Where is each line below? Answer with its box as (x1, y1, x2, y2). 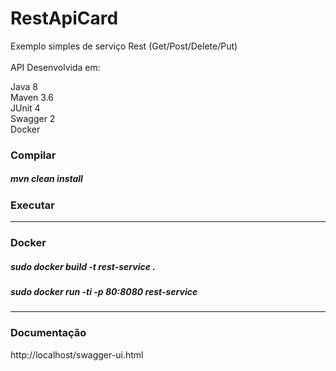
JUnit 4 (10, 102, 41, 114)
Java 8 (10, 80, 38, 92)
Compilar (10, 148, 57, 162)
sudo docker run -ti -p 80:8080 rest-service (10, 286, 198, 298)
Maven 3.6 (10, 91, 54, 103)
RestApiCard (10, 7, 119, 30)
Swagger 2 (10, 112, 56, 124)
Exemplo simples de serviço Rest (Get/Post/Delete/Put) (10, 40, 238, 52)
